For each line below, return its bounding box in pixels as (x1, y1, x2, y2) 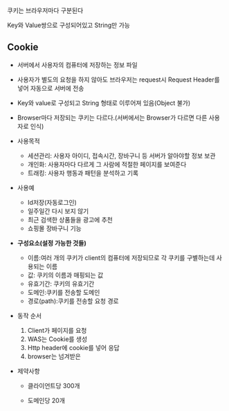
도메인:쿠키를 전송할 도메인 (27, 288, 100, 296)
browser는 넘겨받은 (27, 352, 81, 360)
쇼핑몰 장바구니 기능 (27, 224, 82, 232)
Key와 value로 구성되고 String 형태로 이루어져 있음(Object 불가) (17, 98, 191, 107)
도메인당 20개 (27, 396, 66, 404)
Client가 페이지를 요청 (27, 326, 87, 334)
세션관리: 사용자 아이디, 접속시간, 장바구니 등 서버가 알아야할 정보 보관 (27, 152, 216, 160)
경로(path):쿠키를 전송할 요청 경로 (27, 297, 119, 305)
